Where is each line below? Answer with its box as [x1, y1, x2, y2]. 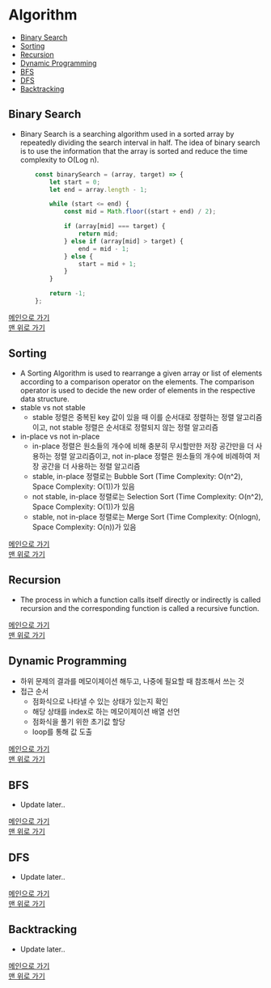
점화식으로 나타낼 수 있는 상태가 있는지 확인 [32, 697, 168, 706]
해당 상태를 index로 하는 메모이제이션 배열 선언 [32, 706, 180, 717]
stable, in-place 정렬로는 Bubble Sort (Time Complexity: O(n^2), [32, 471, 243, 481]
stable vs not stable [19, 402, 87, 412]
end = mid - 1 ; [78, 244, 129, 252]
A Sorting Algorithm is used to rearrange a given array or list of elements [19, 368, 263, 378]
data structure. [19, 394, 70, 404]
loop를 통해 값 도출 [32, 727, 93, 737]
